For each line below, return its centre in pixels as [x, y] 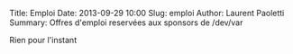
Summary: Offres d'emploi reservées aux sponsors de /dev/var [126, 22]
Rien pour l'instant [43, 40]
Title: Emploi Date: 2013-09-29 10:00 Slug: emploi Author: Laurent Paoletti [147, 13]
